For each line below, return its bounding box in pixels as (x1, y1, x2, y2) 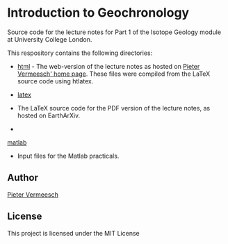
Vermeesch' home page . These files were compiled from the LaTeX (17, 70, 211, 78)
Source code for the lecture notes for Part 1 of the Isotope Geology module (7, 28, 221, 36)
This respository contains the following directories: (7, 49, 153, 57)
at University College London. (7, 35, 92, 43)
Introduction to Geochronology (7, 5, 190, 21)
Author (7, 172, 38, 184)
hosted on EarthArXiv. (17, 111, 81, 120)
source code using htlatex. (17, 76, 94, 85)
